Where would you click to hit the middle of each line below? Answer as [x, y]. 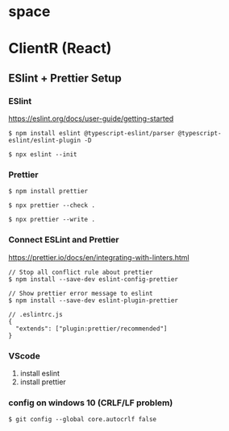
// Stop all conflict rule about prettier [81, 272]
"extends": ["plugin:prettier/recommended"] [92, 329]
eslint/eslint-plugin [45, 141]
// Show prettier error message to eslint [81, 293]
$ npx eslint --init [43, 155]
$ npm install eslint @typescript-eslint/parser [92, 134]
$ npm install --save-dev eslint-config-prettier [94, 279]
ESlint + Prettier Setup [65, 78]
